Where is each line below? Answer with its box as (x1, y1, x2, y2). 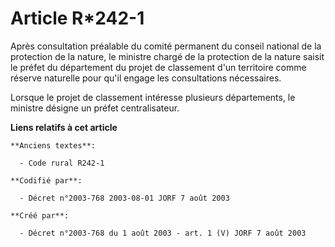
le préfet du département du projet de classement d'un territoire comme (10, 61, 307, 73)
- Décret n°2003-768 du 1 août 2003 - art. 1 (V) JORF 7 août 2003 (19, 228, 307, 238)
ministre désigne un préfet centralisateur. (10, 102, 180, 114)
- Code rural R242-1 (19, 158, 105, 168)
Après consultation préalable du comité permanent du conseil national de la (10, 40, 322, 52)
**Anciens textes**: (10, 140, 97, 151)
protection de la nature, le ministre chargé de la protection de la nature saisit (10, 50, 325, 62)
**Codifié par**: (10, 175, 83, 186)
